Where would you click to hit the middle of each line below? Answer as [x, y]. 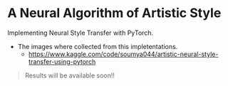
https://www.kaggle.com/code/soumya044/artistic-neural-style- [123, 54]
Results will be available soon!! [70, 75]
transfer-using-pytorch [62, 61]
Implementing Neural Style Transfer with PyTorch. [81, 33]
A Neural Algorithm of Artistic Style [114, 13]
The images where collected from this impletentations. [98, 46]
